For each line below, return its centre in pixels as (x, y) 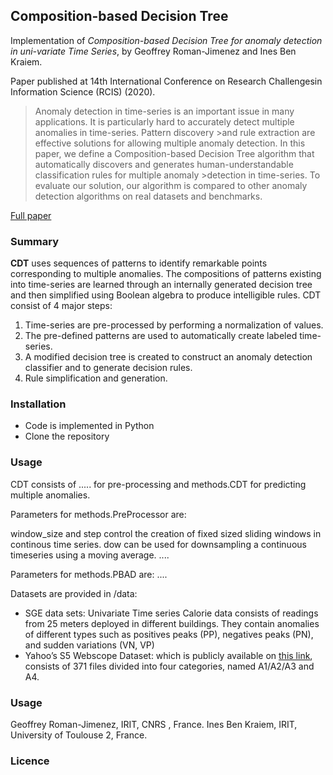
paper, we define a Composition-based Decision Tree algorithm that (174, 153)
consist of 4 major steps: (61, 306)
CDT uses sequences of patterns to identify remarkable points (139, 263)
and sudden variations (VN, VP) (89, 645)
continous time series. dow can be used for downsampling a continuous (158, 544)
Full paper (31, 215)
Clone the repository (67, 436)
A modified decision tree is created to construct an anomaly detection (168, 357)
